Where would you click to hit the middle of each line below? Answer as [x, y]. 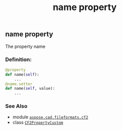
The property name [25, 46]
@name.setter [19, 84]
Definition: [18, 59]
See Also [16, 106]
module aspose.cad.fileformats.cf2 [50, 117]
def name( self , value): [30, 89]
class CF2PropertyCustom [38, 122]
